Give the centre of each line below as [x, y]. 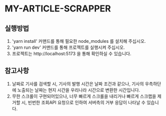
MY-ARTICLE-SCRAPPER [58, 9]
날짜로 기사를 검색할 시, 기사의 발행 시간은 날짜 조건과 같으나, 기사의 [78, 84]
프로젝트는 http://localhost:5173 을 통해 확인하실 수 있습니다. [71, 54]
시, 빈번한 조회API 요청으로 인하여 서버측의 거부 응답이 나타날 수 [83, 102]
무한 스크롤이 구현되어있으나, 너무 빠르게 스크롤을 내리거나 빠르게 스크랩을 [84, 96]
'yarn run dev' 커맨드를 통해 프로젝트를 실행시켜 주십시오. [68, 47]
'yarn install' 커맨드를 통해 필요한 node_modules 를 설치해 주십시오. [79, 41]
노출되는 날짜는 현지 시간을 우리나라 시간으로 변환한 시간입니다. [79, 90]
